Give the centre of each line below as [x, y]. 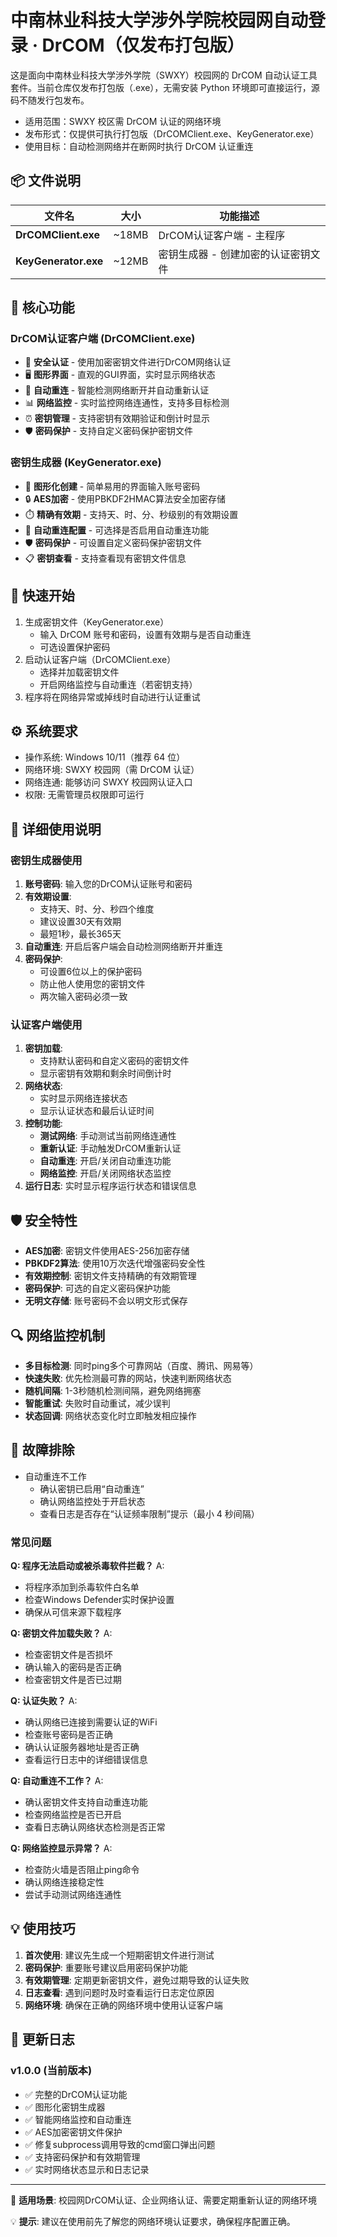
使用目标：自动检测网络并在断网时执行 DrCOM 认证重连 [139, 146]
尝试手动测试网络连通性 [73, 1895]
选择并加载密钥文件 [79, 672]
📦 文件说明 [46, 181]
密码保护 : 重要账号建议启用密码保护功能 [106, 1967]
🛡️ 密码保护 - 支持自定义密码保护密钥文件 [109, 431]
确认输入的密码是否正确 [73, 1667]
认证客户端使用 [46, 1024]
